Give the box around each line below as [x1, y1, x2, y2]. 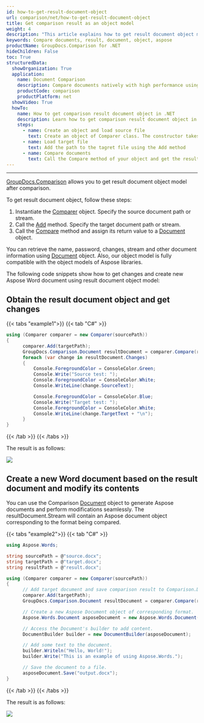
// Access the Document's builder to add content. [22, 625, 154, 632]
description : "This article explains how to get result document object [6, 32, 194, 38]
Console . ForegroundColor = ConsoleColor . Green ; [33, 366, 156, 372]
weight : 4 [6, 26, 32, 32]
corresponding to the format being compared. [6, 519, 121, 526]
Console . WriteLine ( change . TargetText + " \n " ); [33, 411, 154, 417]
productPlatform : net [17, 94, 72, 100]
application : [12, 71, 45, 77]
